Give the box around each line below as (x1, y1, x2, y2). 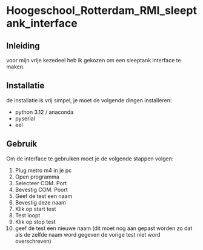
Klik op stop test (15, 218, 56, 225)
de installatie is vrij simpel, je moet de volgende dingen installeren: (6, 96, 172, 104)
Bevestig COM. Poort (15, 186, 68, 193)
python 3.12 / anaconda (15, 108, 74, 116)
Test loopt (15, 211, 41, 219)
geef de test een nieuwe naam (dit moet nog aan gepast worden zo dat (15, 225, 193, 232)
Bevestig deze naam (15, 199, 66, 206)
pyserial (15, 114, 35, 122)
